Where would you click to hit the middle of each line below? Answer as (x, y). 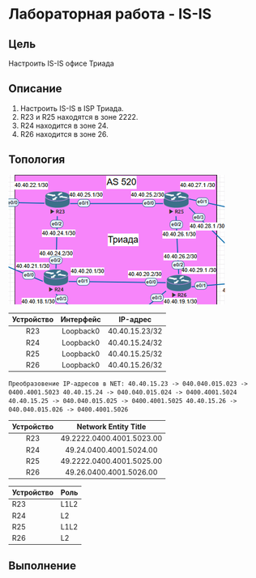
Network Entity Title (111, 427)
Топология (37, 160)
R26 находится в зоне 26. (64, 134)
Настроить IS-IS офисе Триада (62, 63)
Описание (35, 89)
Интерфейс (81, 320)
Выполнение (43, 566)
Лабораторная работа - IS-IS (110, 14)
